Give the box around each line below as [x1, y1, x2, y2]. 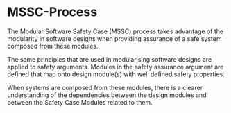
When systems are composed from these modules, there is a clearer [7, 83, 203, 92]
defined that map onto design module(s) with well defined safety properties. [7, 70, 225, 78]
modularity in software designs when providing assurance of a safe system [7, 34, 222, 42]
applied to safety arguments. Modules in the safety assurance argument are [7, 62, 224, 71]
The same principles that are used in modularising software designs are [7, 55, 212, 63]
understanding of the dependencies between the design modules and [7, 91, 207, 99]
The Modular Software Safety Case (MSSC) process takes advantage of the [7, 27, 224, 35]
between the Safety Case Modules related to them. [7, 98, 153, 106]
